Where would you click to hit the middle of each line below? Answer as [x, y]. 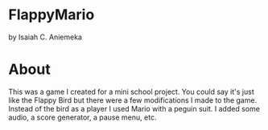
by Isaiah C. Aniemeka [45, 37]
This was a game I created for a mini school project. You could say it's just [132, 91]
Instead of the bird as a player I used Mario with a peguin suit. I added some [134, 108]
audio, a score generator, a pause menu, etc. [82, 117]
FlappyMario [52, 15]
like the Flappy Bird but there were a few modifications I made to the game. [133, 100]
